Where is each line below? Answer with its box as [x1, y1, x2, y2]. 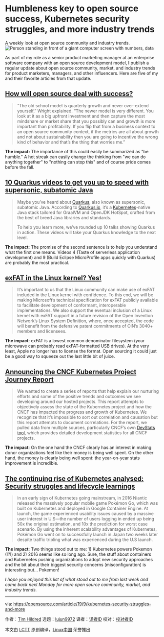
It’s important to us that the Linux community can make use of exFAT [17, 287, 155, 293]
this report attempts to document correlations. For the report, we [17, 420, 147, 425]
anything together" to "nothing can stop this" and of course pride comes [5, 159, 151, 165]
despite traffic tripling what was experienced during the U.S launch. [17, 537, 153, 543]
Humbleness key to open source [5, 3, 139, 14]
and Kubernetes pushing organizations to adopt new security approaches [5, 557, 153, 562]
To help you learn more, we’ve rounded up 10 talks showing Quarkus [17, 224, 155, 230]
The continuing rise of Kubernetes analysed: [5, 474, 144, 483]
